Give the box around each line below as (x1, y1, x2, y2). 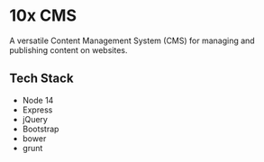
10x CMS (9, 5, 77, 26)
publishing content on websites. (9, 44, 128, 55)
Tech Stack (9, 71, 74, 86)
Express (22, 104, 53, 115)
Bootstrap (22, 123, 59, 134)
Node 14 (22, 94, 54, 105)
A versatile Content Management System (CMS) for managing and (9, 35, 255, 46)
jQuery (22, 113, 48, 124)
